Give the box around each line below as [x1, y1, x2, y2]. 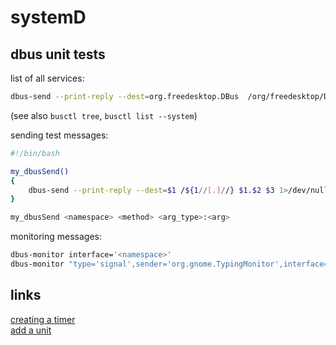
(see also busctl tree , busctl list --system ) [10, 109, 198, 121]
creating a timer [10, 313, 76, 325]
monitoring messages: [10, 231, 102, 243]
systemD [10, 6, 87, 29]
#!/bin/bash [10, 148, 60, 158]
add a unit [10, 324, 52, 336]
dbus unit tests [10, 46, 106, 63]
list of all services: [10, 72, 85, 84]
